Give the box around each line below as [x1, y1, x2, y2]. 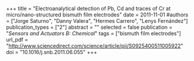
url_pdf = [6, 36, 28, 43]
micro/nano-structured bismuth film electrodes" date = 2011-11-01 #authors [6, 11, 189, 18]
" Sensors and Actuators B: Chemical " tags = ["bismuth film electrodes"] [6, 30, 181, 37]
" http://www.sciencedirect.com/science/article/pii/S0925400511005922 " [6, 42, 183, 49]
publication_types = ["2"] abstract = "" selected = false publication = [6, 23, 173, 30]
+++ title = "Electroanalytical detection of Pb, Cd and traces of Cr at [6, 5, 171, 12]
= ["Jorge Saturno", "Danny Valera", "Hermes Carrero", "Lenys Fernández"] [6, 18, 188, 24]
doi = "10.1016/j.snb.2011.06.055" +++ [6, 49, 98, 55]
